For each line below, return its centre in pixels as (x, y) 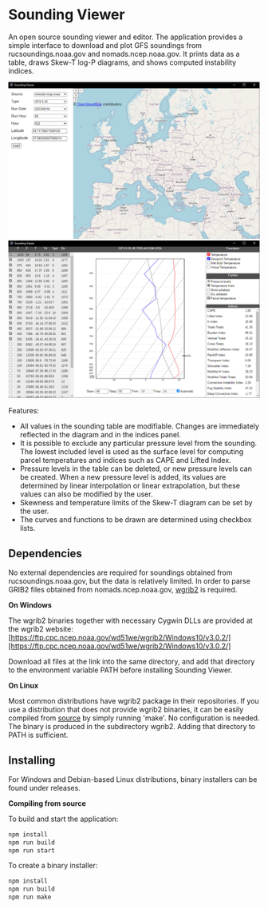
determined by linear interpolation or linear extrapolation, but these (130, 486)
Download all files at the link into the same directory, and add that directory (132, 662)
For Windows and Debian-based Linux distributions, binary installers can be (133, 779)
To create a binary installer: (53, 866)
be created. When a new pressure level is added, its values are (123, 477)
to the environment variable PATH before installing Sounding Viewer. (120, 670)
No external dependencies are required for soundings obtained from (120, 572)
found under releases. (45, 788)
